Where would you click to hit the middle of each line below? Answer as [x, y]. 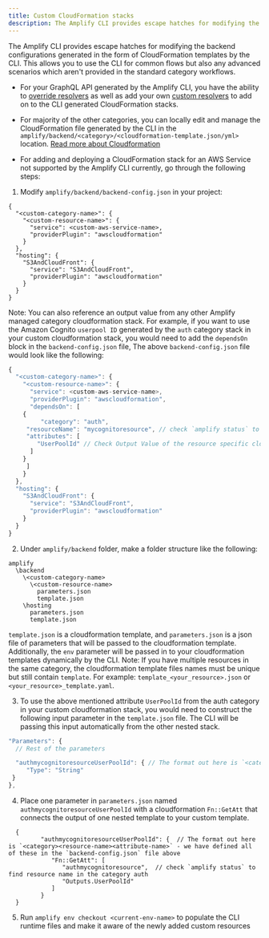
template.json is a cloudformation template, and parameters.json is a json [130, 634]
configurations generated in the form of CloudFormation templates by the [129, 54]
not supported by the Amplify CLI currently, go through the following [132, 167]
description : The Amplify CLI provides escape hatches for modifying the [134, 23]
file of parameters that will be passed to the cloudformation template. [122, 642]
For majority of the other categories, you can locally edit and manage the [140, 119]
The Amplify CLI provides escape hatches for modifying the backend [122, 46]
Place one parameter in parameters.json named [98, 800]
